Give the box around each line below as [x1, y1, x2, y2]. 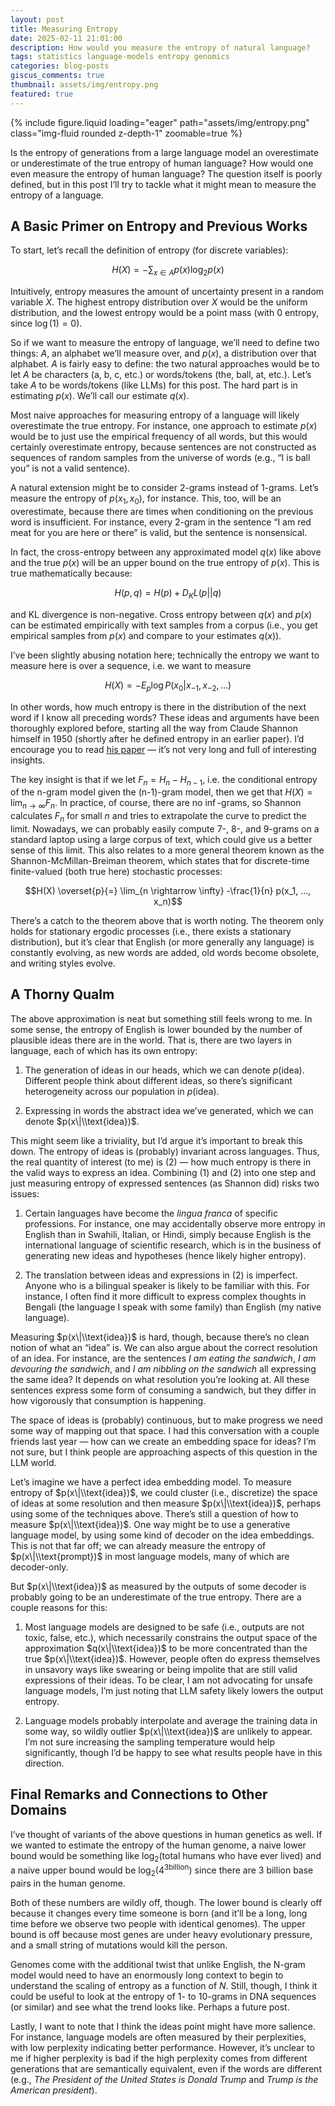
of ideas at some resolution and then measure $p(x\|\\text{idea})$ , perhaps [10, 1497, 322, 1509]
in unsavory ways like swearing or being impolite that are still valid [24, 1663, 298, 1675]
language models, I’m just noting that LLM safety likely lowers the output [24, 1684, 324, 1696]
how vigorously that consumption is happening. [10, 1394, 207, 1406]
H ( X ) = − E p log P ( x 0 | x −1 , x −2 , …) [104, 679, 232, 693]
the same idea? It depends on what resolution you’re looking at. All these [10, 1373, 310, 1385]
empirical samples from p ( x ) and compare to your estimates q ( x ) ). [10, 629, 282, 641]
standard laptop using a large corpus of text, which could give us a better [10, 834, 313, 846]
